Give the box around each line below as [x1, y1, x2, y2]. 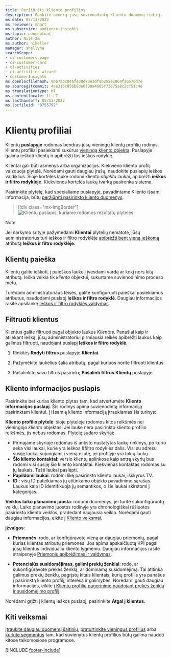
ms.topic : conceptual [5, 31, 52, 36]
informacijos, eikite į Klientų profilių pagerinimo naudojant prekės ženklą [12, 582, 164, 589]
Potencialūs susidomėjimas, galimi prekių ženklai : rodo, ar [12, 561, 139, 567]
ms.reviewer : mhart [5, 22, 47, 27]
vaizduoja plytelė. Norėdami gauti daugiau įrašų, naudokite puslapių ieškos [5, 168, 162, 174]
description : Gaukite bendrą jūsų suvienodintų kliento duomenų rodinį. [5, 12, 163, 17]
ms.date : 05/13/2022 [5, 17, 50, 22]
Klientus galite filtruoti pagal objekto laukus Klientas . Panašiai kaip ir [5, 329, 149, 335]
